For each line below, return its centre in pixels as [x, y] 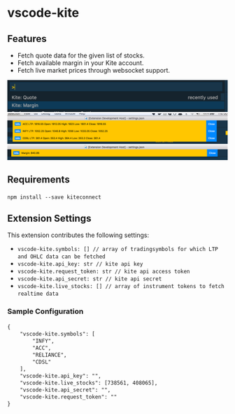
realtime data [38, 294]
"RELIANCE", [50, 355]
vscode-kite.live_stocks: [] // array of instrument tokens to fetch [121, 287]
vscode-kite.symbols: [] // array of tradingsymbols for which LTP [117, 250]
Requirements [38, 180]
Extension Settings [49, 218]
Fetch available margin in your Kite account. [80, 63]
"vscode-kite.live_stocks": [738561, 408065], [89, 383]
